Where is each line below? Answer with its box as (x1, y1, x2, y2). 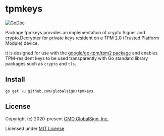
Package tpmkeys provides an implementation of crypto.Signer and (5, 29, 145, 35)
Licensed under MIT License (5, 125, 65, 131)
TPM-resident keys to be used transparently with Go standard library (5, 55, 148, 61)
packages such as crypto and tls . (5, 60, 77, 66)
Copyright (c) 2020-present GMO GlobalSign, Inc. (5, 115, 109, 121)
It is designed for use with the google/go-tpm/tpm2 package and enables (5, 50, 158, 56)
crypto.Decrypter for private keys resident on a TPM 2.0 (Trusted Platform (5, 35, 159, 41)
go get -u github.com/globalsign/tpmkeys (5, 89, 94, 94)
